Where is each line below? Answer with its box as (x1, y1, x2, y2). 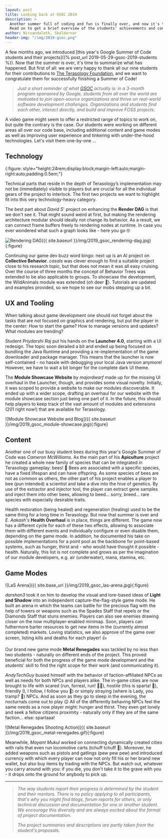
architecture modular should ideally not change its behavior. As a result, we (5, 216, 160, 223)
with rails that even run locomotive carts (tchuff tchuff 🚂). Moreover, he (5, 745, 151, 751)
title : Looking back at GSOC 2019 (5, 12, 77, 17)
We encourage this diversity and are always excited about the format (17, 807, 161, 813)
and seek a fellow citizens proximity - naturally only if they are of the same (5, 709, 159, 715)
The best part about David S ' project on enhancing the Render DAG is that (5, 206, 158, 212)
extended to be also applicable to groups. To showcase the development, (5, 273, 156, 280)
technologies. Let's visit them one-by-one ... (5, 137, 96, 143)
